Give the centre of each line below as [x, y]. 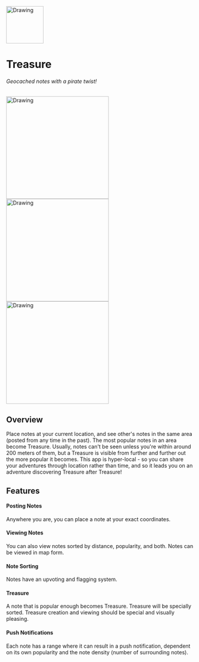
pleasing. [17, 619]
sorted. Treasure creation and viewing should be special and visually [90, 612]
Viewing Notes [25, 533]
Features [23, 491]
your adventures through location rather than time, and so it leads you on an [99, 466]
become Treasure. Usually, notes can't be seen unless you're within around [99, 447]
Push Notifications [30, 632]
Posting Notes [24, 506]
